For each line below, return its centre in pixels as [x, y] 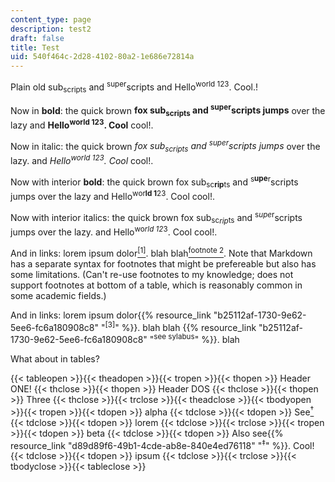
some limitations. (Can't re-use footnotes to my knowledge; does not [152, 274]
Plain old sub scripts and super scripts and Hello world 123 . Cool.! [134, 87]
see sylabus [174, 337]
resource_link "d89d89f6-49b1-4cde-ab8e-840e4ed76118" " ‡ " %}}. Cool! [162, 444]
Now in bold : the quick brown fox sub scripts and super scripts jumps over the [168, 110]
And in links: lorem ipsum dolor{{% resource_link [111, 315]
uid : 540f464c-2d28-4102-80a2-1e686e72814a [102, 57]
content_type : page [51, 19]
